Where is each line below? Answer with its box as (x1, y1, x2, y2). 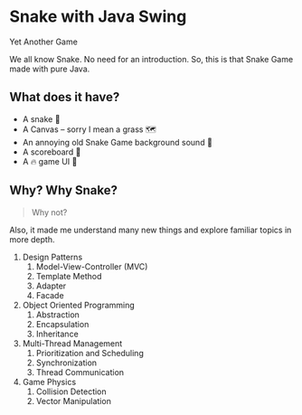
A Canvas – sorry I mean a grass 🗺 (22, 124, 156, 135)
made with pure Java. (9, 63, 90, 74)
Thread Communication (35, 366, 125, 377)
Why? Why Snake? (9, 183, 118, 198)
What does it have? (9, 90, 120, 105)
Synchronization (35, 357, 98, 368)
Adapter (35, 280, 67, 291)
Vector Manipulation (35, 395, 111, 406)
